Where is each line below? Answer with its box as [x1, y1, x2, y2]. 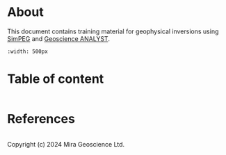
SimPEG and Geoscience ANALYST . [7, 34, 110, 42]
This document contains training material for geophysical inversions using [7, 27, 219, 35]
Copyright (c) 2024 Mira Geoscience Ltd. [7, 140, 125, 148]
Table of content [7, 71, 104, 87]
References [7, 111, 75, 127]
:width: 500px [7, 48, 49, 55]
